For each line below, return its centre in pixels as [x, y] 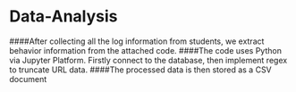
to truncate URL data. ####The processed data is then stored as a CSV [141, 70]
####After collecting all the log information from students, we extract [137, 41]
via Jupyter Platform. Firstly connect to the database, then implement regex [148, 60]
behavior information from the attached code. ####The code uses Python [145, 50]
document [28, 79]
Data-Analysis [63, 17]
